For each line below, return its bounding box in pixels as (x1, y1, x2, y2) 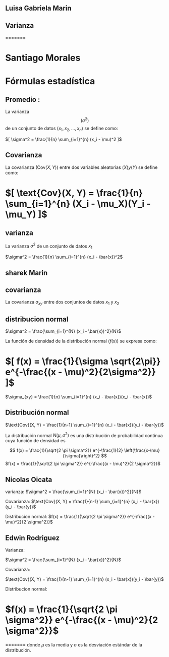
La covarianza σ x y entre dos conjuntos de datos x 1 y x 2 (5, 299, 120, 307)
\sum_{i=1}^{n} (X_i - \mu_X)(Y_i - (5, 198, 151, 209)
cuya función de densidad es (5, 438, 66, 444)
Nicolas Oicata (5, 475, 52, 484)
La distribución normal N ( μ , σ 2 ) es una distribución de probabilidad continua (5, 431, 163, 438)
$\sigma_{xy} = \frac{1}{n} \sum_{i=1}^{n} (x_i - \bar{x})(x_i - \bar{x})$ (5, 393, 152, 400)
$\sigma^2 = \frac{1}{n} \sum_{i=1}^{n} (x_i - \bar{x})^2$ (5, 254, 123, 260)
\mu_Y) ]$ (5, 209, 47, 220)
